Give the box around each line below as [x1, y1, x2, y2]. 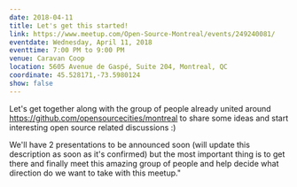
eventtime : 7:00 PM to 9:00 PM [9, 46, 125, 55]
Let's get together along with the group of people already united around [9, 103, 272, 113]
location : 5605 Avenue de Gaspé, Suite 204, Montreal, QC [9, 63, 228, 72]
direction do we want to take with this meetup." [9, 168, 182, 178]
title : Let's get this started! [9, 21, 129, 30]
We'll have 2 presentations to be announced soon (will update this [9, 139, 251, 150]
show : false [9, 79, 53, 88]
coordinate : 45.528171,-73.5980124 [9, 71, 141, 80]
